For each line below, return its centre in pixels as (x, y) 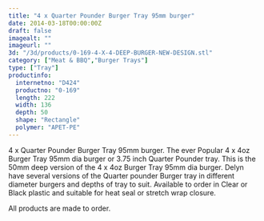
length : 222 (36, 98)
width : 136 (34, 105)
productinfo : (30, 75)
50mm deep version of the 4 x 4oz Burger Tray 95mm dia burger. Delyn (126, 167)
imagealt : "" (30, 38)
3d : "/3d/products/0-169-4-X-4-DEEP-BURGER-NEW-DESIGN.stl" (111, 53)
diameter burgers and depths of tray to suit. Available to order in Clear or (128, 184)
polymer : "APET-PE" (48, 127)
